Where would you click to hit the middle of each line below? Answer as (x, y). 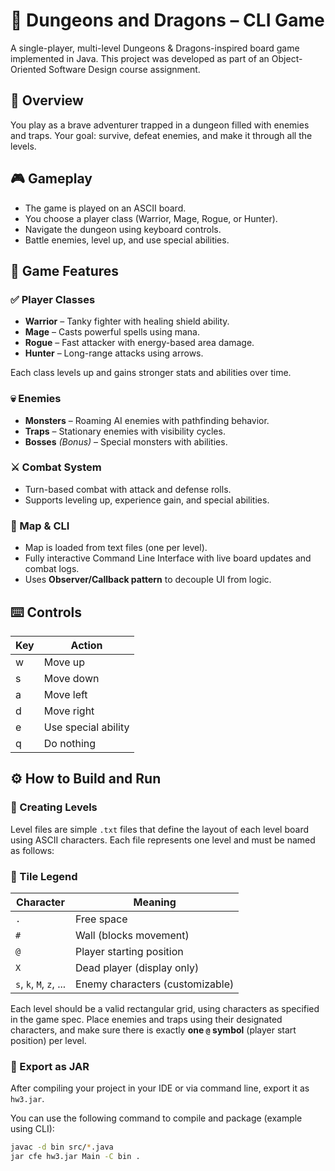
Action (86, 645)
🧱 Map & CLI (40, 526)
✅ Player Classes (53, 299)
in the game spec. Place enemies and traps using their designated (146, 1019)
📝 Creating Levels (54, 807)
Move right (69, 711)
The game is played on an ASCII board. (105, 208)
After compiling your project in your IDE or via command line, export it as (160, 1088)
